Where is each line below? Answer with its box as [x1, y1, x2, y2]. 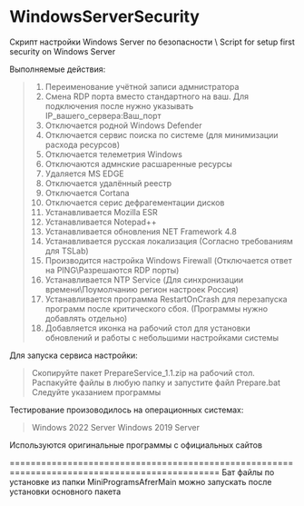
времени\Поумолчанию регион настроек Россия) [44, 283, 239, 294]
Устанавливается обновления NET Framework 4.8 [44, 225, 238, 237]
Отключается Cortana [44, 187, 130, 198]
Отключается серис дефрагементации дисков [44, 197, 225, 208]
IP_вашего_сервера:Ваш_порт [44, 110, 162, 121]
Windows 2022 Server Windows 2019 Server [31, 422, 201, 432]
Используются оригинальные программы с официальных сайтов [9, 439, 263, 451]
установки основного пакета [9, 486, 121, 497]
